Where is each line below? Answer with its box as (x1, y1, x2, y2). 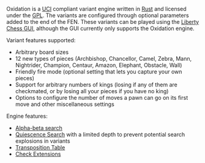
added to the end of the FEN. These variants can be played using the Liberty (6, 18, 199, 25)
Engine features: (6, 113, 48, 119)
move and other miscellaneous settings (15, 100, 114, 108)
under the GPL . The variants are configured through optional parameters (6, 12, 189, 19)
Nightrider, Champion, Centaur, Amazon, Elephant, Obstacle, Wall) (15, 61, 182, 69)
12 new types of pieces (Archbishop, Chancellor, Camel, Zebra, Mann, (15, 55, 192, 62)
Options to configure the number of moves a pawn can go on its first (15, 94, 188, 101)
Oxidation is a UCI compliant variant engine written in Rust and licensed (6, 6, 187, 12)
